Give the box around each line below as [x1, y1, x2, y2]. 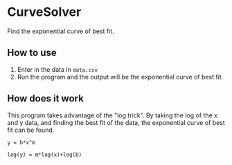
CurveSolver [7, 4, 82, 20]
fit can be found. [7, 126, 55, 134]
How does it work [7, 93, 84, 104]
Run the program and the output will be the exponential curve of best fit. [17, 72, 224, 81]
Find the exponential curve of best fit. [7, 27, 114, 35]
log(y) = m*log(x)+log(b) [7, 151, 82, 158]
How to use [7, 47, 57, 59]
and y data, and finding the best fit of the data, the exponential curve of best [7, 118, 225, 126]
